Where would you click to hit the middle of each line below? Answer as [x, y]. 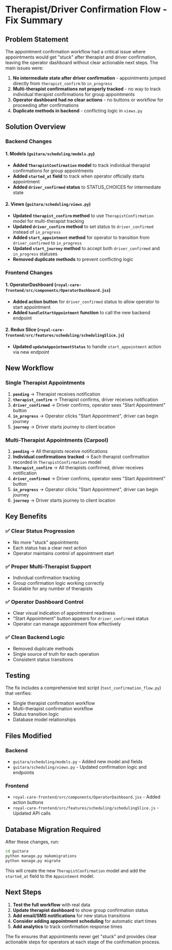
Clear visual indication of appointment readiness [64, 613]
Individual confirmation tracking [46, 578]
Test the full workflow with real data [52, 904]
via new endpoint [31, 352]
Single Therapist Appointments [45, 383]
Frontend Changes [29, 272]
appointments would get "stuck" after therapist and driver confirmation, [81, 57]
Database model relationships [44, 719]
